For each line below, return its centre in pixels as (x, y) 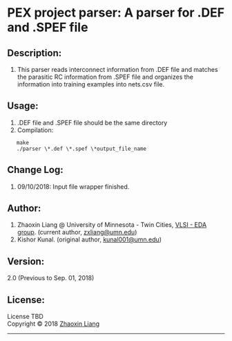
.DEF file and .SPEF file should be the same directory (92, 122)
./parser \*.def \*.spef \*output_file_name (81, 149)
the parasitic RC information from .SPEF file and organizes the (105, 77)
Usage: (23, 106)
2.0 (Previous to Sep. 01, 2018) (51, 278)
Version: (26, 261)
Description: (35, 53)
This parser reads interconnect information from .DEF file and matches (118, 70)
